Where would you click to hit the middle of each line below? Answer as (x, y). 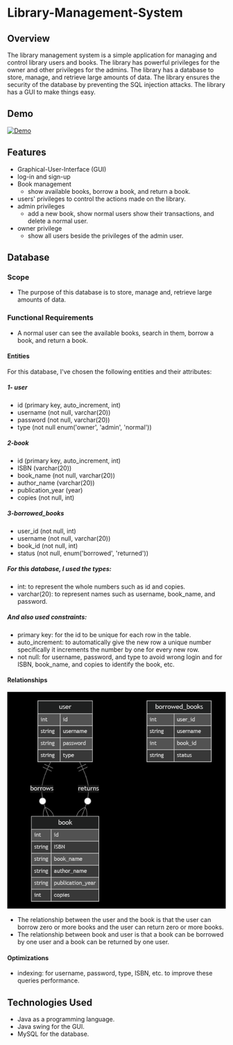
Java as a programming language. (66, 1019)
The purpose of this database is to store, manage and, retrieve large (114, 293)
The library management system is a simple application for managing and (112, 55)
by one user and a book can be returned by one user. (93, 942)
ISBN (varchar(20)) (44, 468)
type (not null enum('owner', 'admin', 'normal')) (84, 427)
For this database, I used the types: (60, 569)
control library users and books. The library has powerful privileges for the (113, 63)
